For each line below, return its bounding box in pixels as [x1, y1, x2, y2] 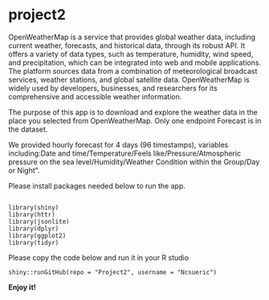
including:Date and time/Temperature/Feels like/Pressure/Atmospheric [8, 148, 242, 158]
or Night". [8, 165, 40, 175]
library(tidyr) [8, 238, 59, 246]
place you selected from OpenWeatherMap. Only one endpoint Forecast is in [8, 116, 262, 125]
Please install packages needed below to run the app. [8, 180, 186, 190]
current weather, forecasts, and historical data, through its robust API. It [8, 40, 246, 50]
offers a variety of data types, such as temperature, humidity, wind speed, [8, 49, 254, 59]
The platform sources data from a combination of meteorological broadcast [8, 66, 258, 75]
